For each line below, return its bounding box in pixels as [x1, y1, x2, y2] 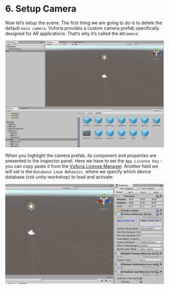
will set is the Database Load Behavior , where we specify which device [5, 168, 151, 175]
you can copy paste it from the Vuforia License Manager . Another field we [5, 163, 158, 169]
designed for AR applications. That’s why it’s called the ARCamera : [5, 30, 139, 36]
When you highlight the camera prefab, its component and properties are [5, 152, 157, 159]
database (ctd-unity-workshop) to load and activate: [5, 174, 114, 180]
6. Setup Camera [5, 3, 76, 15]
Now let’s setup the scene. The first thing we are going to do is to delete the [5, 20, 162, 26]
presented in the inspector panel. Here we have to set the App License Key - [5, 158, 162, 164]
